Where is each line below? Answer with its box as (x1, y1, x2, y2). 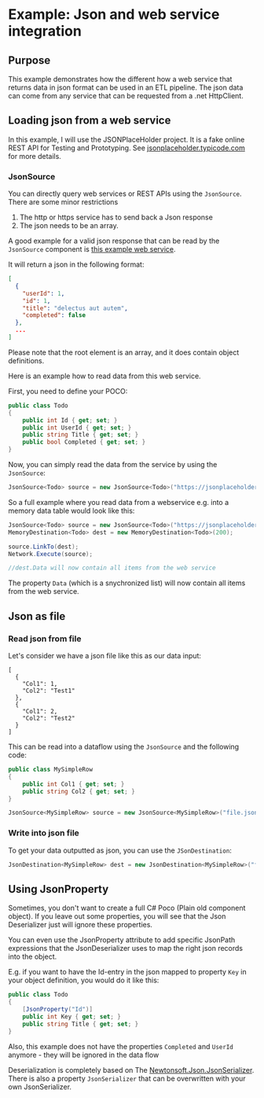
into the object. (8, 952, 57, 961)
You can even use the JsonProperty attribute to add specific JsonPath (8, 935, 236, 945)
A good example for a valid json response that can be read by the (8, 236, 220, 245)
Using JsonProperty (8, 882, 109, 896)
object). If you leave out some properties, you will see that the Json (8, 912, 226, 921)
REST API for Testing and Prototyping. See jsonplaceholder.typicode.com (8, 143, 246, 153)
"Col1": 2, (22, 708, 58, 716)
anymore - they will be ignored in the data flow (8, 1050, 159, 1059)
